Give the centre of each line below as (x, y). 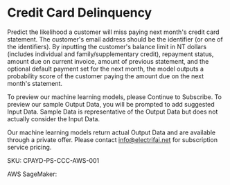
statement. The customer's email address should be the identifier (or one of (115, 39)
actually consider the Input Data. (54, 118)
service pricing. (29, 147)
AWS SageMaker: (32, 174)
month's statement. (35, 83)
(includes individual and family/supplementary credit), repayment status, (110, 54)
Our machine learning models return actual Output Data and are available (112, 132)
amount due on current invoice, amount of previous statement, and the (108, 61)
